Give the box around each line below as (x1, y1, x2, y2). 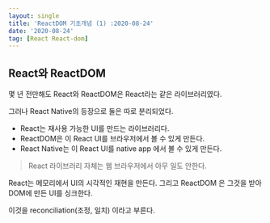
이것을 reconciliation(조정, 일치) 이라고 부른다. (8, 205, 156, 215)
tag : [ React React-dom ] (8, 34, 89, 43)
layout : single (8, 11, 60, 20)
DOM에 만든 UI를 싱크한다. (8, 188, 93, 198)
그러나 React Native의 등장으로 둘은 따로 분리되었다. (8, 107, 174, 116)
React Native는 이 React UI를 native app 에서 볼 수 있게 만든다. (19, 144, 222, 154)
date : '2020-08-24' (8, 27, 74, 35)
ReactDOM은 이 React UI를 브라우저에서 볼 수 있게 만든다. (19, 134, 205, 144)
